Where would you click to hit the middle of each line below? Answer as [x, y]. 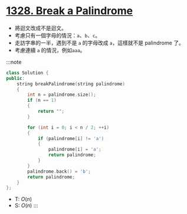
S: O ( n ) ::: [26, 206]
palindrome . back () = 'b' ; [59, 171]
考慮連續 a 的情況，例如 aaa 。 [50, 50]
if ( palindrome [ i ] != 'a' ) [71, 138]
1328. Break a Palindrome [70, 11]
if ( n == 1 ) [42, 100]
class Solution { [27, 73]
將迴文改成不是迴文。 [40, 28]
